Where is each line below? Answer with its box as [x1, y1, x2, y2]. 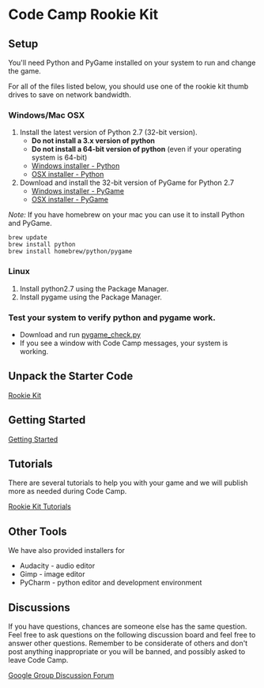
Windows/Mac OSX [8, 109, 85, 120]
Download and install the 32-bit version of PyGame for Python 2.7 [19, 178, 235, 187]
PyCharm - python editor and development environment [19, 578, 202, 588]
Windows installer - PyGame [31, 186, 125, 196]
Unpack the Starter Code [8, 370, 134, 383]
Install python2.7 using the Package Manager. [19, 284, 169, 293]
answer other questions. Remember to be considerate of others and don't [8, 638, 248, 648]
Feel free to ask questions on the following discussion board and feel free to [8, 630, 256, 639]
